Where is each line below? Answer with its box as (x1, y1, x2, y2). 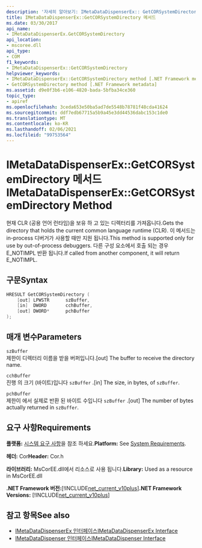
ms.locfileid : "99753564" (6, 132, 71, 139)
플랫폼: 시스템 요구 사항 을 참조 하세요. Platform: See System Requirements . (6, 440, 186, 447)
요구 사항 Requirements (6, 423, 91, 433)
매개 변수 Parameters (6, 332, 82, 342)
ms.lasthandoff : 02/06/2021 (6, 126, 77, 132)
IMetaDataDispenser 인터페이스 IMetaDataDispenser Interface (14, 535, 166, 542)
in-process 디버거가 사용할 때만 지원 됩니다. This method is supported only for (6, 234, 194, 241)
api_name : (6, 25, 31, 32)
